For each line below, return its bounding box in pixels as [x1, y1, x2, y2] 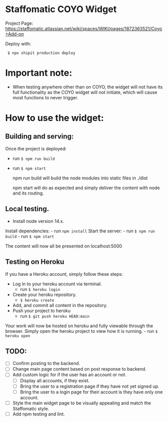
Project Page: [5, 20, 34, 26]
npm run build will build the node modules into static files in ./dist [12, 175, 148, 181]
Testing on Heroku [5, 258, 65, 266]
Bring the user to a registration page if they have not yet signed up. [20, 383, 160, 389]
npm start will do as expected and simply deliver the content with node [12, 185, 160, 191]
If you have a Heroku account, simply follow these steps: [5, 271, 123, 277]
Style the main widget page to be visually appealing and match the [12, 400, 151, 406]
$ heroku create [20, 297, 54, 303]
